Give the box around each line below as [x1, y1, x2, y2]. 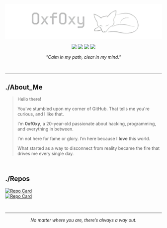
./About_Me [5, 83, 43, 91]
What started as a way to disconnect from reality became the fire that [17, 145, 160, 151]
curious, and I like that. [17, 111, 64, 117]
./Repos [5, 175, 30, 183]
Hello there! [17, 96, 41, 102]
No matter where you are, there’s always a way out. [30, 217, 137, 223]
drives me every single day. [17, 151, 74, 157]
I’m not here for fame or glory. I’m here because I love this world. [17, 136, 151, 142]
